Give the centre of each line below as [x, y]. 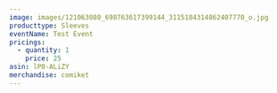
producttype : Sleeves [49, 26]
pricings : [28, 42]
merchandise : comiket [49, 75]
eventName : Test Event [51, 34]
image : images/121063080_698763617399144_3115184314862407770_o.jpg [139, 17]
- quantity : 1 [43, 50]
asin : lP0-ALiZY [39, 67]
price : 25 [44, 58]
